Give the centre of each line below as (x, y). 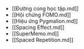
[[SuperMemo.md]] (35, 34)
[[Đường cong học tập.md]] (45, 9)
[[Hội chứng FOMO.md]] (41, 15)
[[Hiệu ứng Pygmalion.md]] (45, 21)
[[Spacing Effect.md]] (38, 27)
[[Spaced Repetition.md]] (43, 40)
